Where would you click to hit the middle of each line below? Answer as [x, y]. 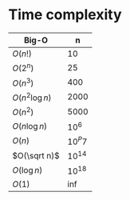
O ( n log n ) [30, 126]
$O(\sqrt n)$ [36, 155]
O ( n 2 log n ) [32, 97]
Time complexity [65, 15]
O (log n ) [28, 170]
